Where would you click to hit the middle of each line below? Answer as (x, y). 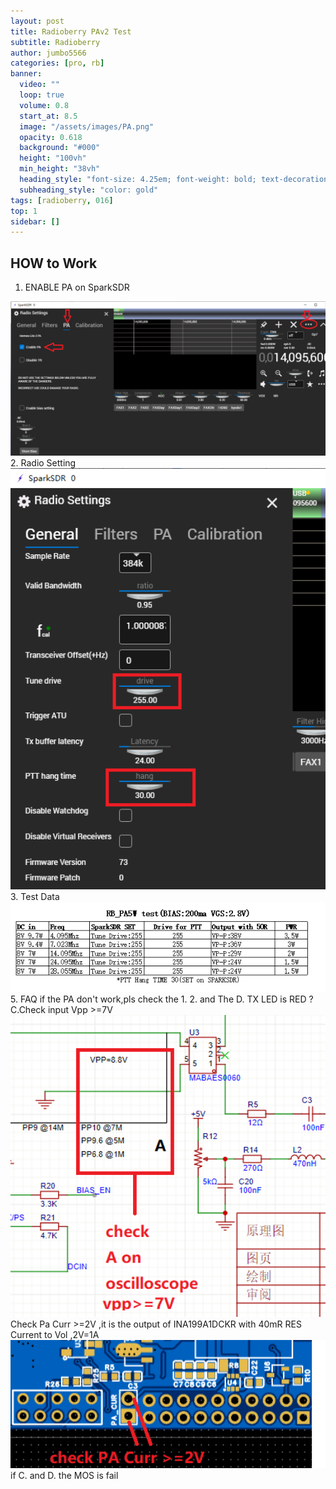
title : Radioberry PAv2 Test (71, 31)
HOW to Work (54, 263)
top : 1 (24, 211)
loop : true (42, 95)
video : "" (39, 85)
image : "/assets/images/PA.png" (87, 126)
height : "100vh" (53, 158)
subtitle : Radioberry (55, 42)
